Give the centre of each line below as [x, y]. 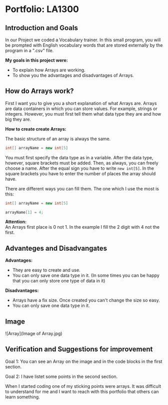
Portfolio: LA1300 [42, 9]
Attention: [16, 222]
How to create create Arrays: [36, 129]
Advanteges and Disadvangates [56, 248]
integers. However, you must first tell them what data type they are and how [83, 114]
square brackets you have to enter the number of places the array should [80, 173]
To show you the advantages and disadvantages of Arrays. [73, 75]
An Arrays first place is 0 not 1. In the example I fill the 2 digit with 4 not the [82, 227]
